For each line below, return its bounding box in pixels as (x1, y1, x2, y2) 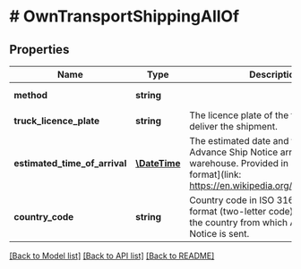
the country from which (189, 216, 288, 229)
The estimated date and (189, 135, 289, 147)
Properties (9, 42, 70, 57)
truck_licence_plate (13, 114, 100, 127)
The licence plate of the (189, 109, 289, 122)
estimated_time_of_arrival (13, 157, 127, 169)
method (13, 89, 47, 101)
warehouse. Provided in (189, 157, 289, 169)
